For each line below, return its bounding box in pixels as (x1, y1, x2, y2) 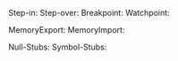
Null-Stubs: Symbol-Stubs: (8, 42, 107, 52)
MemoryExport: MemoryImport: (8, 25, 125, 34)
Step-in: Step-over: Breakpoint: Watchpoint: (8, 8, 171, 18)
